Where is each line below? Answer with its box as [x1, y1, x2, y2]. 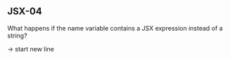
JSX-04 [7, 6, 42, 17]
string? [7, 31, 27, 40]
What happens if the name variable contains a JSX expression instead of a [7, 24, 223, 32]
